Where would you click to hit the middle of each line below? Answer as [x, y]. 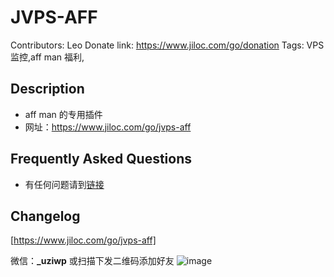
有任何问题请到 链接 [64, 184]
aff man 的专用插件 [63, 114]
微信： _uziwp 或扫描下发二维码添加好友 [92, 261]
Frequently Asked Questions [101, 159]
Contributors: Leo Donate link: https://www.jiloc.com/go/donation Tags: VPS [167, 45]
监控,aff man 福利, [47, 57]
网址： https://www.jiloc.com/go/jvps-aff [108, 127]
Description [47, 89]
